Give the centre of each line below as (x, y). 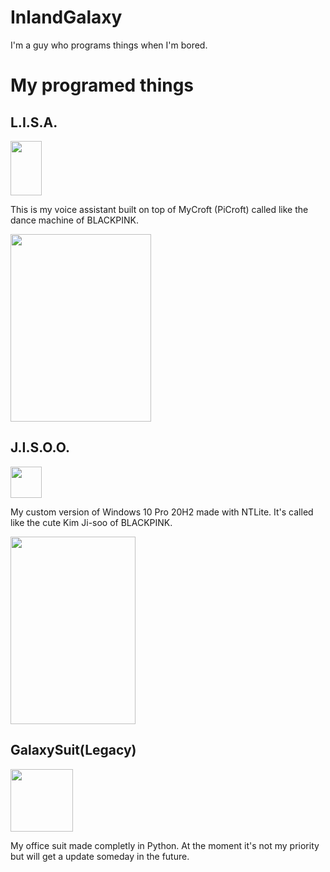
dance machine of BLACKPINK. (75, 220)
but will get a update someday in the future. (100, 856)
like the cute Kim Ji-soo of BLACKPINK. (91, 522)
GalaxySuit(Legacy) (73, 750)
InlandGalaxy (66, 17)
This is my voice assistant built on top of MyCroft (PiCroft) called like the (159, 209)
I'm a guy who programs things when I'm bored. (109, 45)
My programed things (102, 85)
